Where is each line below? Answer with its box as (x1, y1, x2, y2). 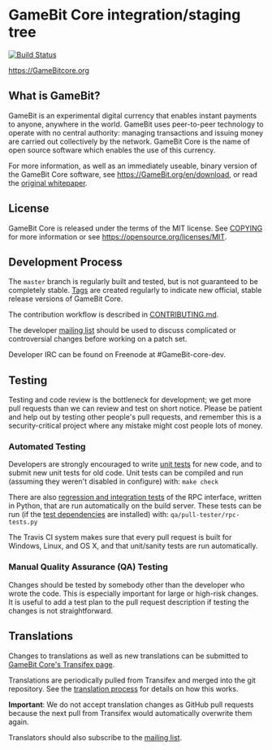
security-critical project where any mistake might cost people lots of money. (8, 420, 263, 431)
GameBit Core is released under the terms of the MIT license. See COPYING (8, 223, 263, 233)
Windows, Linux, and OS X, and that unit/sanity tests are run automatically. (8, 541, 258, 551)
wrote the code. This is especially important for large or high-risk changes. (8, 588, 259, 598)
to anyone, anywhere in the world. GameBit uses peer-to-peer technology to (8, 119, 264, 129)
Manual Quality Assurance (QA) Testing (8, 562, 169, 573)
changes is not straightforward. (8, 606, 114, 615)
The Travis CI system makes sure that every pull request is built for (8, 532, 232, 542)
